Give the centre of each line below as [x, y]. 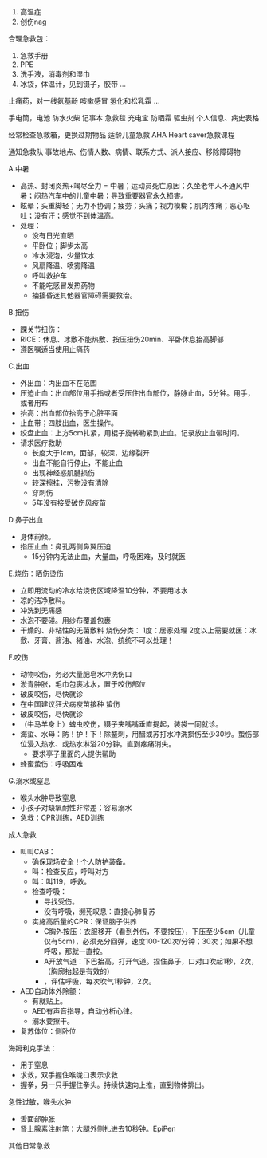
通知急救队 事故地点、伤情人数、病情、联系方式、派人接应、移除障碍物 [124, 152]
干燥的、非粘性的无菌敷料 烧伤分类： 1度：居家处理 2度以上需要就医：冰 [138, 630]
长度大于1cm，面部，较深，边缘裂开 [90, 453]
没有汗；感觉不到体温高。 [76, 215]
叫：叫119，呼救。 [61, 881]
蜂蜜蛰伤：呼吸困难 [51, 764]
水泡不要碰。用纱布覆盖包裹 [65, 620]
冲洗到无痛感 [41, 610]
